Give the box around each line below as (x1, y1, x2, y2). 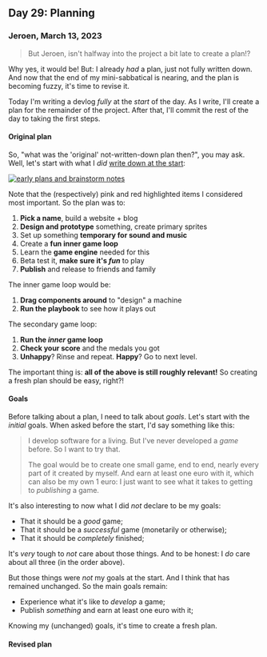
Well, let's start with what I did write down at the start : (8, 158, 186, 167)
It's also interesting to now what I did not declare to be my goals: (8, 501, 221, 511)
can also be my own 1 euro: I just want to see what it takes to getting (27, 477, 253, 487)
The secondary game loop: (8, 319, 98, 329)
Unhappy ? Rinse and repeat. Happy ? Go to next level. (19, 351, 197, 361)
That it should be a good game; (19, 516, 124, 527)
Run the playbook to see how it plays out (19, 303, 156, 313)
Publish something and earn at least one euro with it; (19, 606, 193, 615)
